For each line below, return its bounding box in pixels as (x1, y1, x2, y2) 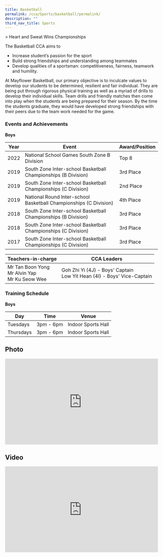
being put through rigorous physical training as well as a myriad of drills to (5, 88, 153, 94)
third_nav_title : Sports (5, 20, 55, 26)
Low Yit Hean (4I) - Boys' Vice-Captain (61, 272, 152, 279)
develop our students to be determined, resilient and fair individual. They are (5, 83, 158, 89)
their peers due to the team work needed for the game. (5, 109, 115, 115)
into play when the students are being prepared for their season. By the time (5, 98, 158, 104)
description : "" (5, 16, 38, 21)
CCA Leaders (91, 255, 123, 262)
